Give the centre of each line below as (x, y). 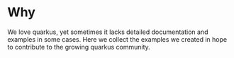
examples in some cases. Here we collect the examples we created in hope (117, 39)
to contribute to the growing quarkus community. (79, 47)
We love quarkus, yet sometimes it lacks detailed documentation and (108, 32)
